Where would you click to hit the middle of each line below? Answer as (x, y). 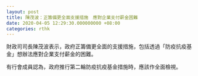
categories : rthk (28, 29)
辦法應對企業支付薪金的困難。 (59, 54)
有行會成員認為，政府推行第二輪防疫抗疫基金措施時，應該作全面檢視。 (94, 67)
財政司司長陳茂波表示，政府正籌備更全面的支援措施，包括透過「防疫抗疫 (96, 46)
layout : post (23, 12)
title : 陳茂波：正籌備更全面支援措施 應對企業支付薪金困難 (72, 17)
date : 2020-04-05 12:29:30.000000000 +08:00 (63, 23)
